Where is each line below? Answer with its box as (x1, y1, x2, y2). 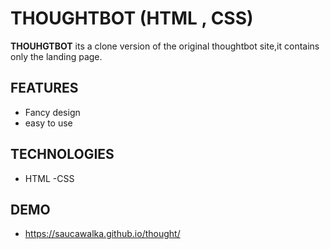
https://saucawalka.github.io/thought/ (24, 228, 181, 240)
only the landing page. (10, 50, 103, 62)
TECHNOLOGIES (10, 146, 115, 163)
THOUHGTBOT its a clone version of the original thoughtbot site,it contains (10, 40, 320, 52)
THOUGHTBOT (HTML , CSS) (10, 7, 254, 30)
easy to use (24, 117, 73, 129)
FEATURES (10, 80, 79, 97)
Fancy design (24, 106, 81, 118)
